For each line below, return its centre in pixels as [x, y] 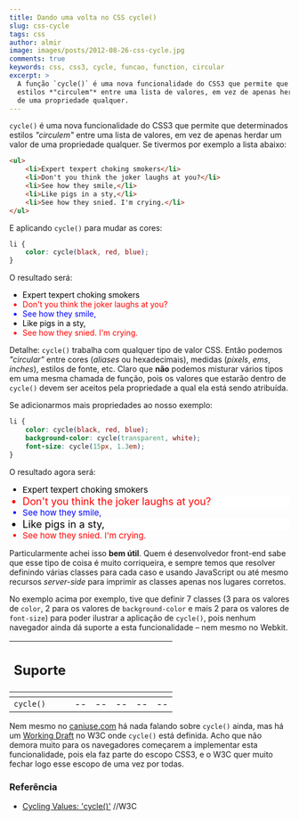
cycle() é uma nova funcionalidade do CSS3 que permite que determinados [149, 126]
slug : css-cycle [39, 26]
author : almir [36, 42]
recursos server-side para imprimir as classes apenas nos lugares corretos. [148, 581]
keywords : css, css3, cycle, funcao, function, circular [117, 68]
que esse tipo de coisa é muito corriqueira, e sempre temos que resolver [142, 562]
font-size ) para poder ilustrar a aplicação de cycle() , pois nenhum [133, 618]
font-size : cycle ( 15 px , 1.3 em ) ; [85, 447]
